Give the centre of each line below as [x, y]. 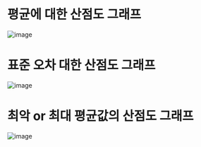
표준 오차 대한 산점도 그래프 [81, 65]
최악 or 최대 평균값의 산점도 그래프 [100, 116]
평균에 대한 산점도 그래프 [74, 14]
